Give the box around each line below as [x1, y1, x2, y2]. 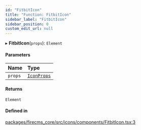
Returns [5, 85, 23, 92]
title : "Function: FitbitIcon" [5, 12, 72, 17]
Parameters [5, 52, 30, 58]
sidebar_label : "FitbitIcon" [5, 17, 67, 22]
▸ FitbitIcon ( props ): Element [5, 40, 62, 46]
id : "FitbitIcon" [5, 7, 42, 13]
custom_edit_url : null [5, 26, 53, 31]
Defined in [5, 108, 28, 114]
